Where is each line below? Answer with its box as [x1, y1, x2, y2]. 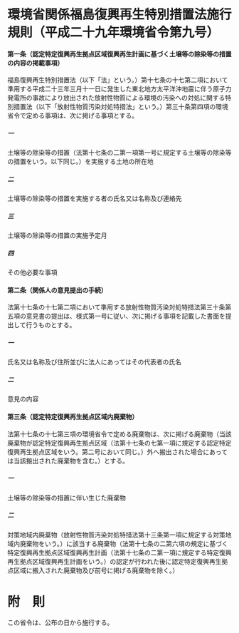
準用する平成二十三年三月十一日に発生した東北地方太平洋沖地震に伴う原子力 [7, 85, 232, 93]
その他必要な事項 [7, 268, 58, 277]
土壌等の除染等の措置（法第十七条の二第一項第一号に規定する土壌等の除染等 [7, 148, 232, 157]
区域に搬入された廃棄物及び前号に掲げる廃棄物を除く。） [13, 566, 179, 575]
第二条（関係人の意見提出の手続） [7, 286, 107, 294]
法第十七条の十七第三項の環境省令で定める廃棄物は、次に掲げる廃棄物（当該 [7, 429, 232, 438]
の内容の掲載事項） [7, 58, 64, 67]
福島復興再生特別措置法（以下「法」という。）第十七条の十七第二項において [7, 76, 228, 84]
